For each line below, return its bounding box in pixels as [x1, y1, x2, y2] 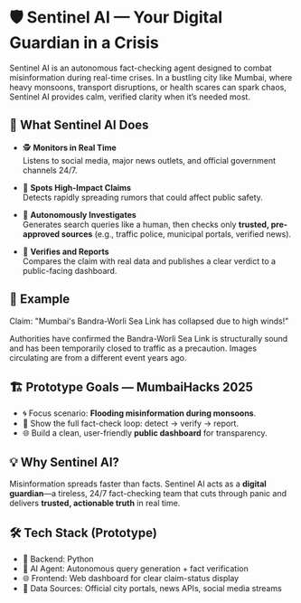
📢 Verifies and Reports [22, 246, 109, 257]
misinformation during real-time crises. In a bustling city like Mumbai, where [9, 71, 293, 82]
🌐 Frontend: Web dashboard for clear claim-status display [22, 573, 240, 583]
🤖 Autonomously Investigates [22, 209, 137, 220]
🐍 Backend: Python [22, 553, 94, 564]
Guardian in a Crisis [9, 33, 160, 53]
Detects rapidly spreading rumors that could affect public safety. [22, 192, 264, 203]
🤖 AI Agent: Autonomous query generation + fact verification [22, 563, 249, 574]
